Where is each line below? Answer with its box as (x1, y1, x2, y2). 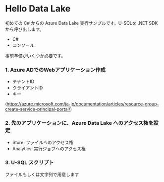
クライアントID (12, 85, 43, 91)
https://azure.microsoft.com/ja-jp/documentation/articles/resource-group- (6, 101, 159, 107)
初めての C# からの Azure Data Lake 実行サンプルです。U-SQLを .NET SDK (5, 20, 158, 26)
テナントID (12, 79, 35, 85)
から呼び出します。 (5, 26, 44, 32)
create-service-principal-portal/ (5, 106, 70, 112)
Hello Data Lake (5, 3, 71, 14)
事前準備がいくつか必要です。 (5, 53, 66, 59)
